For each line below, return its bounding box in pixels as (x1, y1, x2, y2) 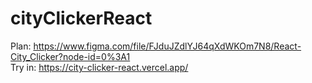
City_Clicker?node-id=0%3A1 (10, 50, 131, 62)
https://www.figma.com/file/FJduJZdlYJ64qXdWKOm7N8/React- (33, 40, 302, 52)
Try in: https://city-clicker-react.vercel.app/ (10, 61, 189, 73)
